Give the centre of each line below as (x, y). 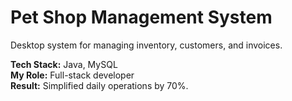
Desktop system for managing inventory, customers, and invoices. (146, 45)
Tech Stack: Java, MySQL (64, 64)
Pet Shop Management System (141, 17)
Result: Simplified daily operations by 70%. (99, 85)
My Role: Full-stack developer (72, 75)
